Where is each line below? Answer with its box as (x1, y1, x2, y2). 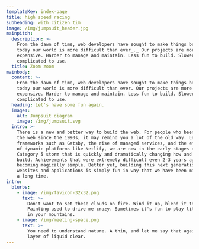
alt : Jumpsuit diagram (17, 113, 73, 119)
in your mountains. (27, 212, 76, 218)
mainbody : (6, 69, 31, 75)
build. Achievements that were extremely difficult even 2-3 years (17, 157, 187, 163)
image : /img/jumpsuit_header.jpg (6, 25, 89, 31)
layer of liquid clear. (27, 234, 86, 240)
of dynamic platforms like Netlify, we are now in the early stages (17, 146, 190, 152)
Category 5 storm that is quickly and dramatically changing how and (17, 151, 192, 157)
